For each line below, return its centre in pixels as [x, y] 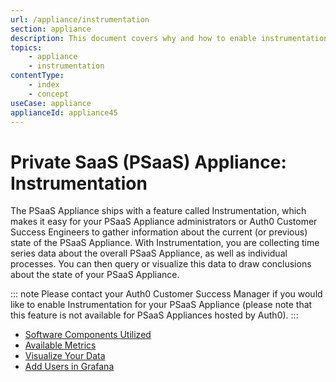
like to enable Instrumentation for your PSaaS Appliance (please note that [161, 305]
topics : [26, 47]
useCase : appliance [51, 103]
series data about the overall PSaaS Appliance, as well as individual [149, 253]
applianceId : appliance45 [64, 112]
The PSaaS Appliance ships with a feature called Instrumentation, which [158, 211]
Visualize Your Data [65, 356]
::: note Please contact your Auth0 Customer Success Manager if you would [166, 294]
